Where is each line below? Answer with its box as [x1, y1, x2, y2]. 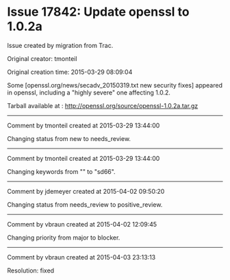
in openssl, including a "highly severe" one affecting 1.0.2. [7, 88, 171, 97]
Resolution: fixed [7, 266, 55, 275]
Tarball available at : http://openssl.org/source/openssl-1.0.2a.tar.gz [7, 101, 199, 110]
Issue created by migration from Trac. [7, 41, 114, 49]
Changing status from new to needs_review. [7, 134, 131, 142]
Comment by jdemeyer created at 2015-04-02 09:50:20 [7, 187, 165, 195]
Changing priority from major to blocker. [7, 233, 120, 242]
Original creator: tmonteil [7, 54, 77, 62]
